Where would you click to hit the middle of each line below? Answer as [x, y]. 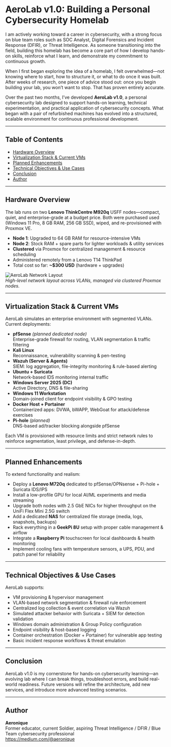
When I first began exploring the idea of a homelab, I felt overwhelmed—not [85, 71]
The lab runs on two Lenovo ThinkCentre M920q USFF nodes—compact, [83, 212]
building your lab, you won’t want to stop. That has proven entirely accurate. [85, 87]
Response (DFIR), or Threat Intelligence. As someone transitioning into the [83, 45]
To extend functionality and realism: [43, 474]
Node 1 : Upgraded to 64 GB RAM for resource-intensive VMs [77, 238]
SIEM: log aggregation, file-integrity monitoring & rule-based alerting [84, 366]
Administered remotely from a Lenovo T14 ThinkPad [67, 260]
